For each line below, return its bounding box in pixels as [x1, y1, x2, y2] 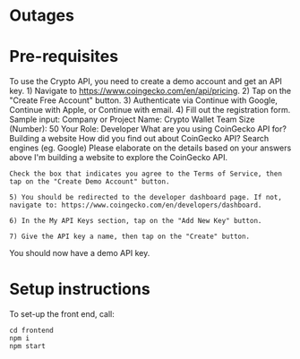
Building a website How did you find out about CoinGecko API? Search [9, 133, 270, 144]
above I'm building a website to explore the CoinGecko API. [9, 152, 228, 163]
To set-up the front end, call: [9, 309, 115, 320]
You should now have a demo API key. [9, 248, 150, 259]
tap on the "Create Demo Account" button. [9, 177, 170, 186]
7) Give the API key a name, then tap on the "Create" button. [9, 232, 251, 242]
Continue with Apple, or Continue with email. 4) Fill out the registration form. [9, 105, 291, 115]
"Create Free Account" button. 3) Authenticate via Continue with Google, [9, 95, 278, 106]
